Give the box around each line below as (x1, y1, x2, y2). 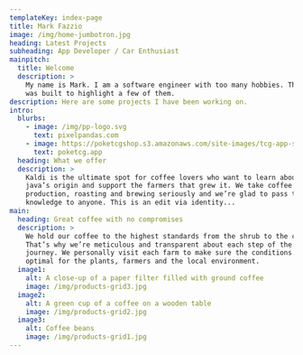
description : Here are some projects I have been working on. (9, 97, 248, 107)
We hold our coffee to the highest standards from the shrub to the (25, 231, 289, 240)
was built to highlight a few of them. (25, 89, 176, 98)
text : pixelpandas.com (32, 131, 119, 140)
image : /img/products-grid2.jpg (25, 307, 147, 316)
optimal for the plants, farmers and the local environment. (25, 257, 260, 266)
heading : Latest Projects (9, 38, 106, 48)
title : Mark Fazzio (9, 22, 83, 31)
